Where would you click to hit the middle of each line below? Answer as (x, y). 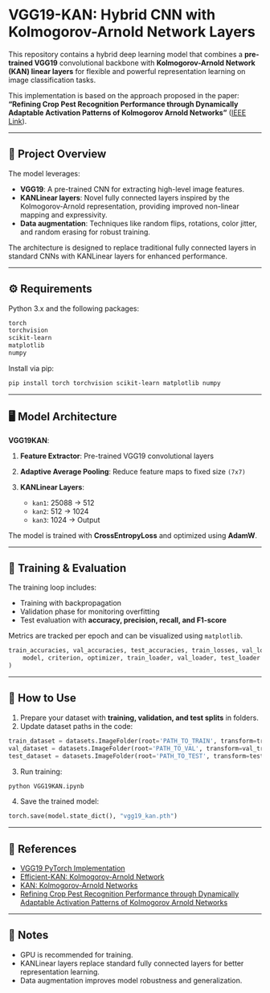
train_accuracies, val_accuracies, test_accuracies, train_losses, (124, 651)
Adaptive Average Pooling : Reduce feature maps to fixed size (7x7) (133, 471)
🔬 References (43, 848)
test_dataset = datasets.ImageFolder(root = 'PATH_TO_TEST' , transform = (129, 756)
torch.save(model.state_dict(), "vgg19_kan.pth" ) (93, 816)
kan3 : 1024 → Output (66, 519)
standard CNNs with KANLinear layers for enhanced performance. (118, 256)
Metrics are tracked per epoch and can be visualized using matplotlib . (126, 636)
